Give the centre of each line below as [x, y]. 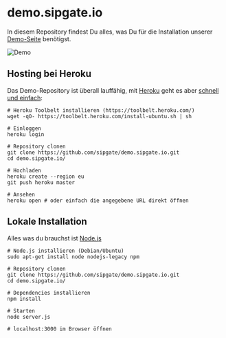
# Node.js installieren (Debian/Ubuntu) [66, 251]
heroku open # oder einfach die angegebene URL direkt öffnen [98, 201]
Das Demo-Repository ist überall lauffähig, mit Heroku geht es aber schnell [113, 90]
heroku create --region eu [46, 177]
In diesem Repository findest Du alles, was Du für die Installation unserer [110, 32]
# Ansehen [21, 194]
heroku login [26, 134]
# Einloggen [24, 128]
